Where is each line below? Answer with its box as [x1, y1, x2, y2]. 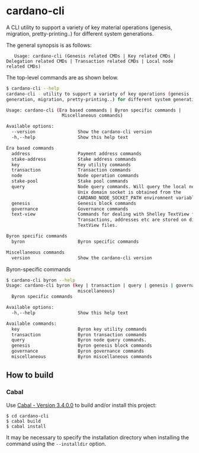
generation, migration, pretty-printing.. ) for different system [6, 96, 171, 102]
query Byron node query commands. [11, 337, 147, 343]
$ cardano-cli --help [6, 85, 60, 91]
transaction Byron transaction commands [11, 331, 147, 338]
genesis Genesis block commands [11, 200, 136, 206]
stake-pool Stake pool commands [11, 178, 129, 185]
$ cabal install [6, 423, 46, 429]
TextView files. [78, 223, 118, 229]
